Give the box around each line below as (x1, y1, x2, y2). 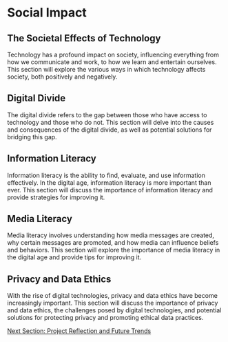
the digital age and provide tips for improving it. (7, 253, 142, 261)
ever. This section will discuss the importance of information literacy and (7, 185, 214, 194)
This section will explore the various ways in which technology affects (7, 66, 206, 73)
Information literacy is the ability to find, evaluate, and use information (7, 171, 205, 179)
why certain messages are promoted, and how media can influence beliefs (7, 239, 219, 247)
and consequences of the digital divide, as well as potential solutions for (7, 125, 212, 134)
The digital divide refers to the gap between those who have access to (7, 110, 207, 119)
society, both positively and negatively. (7, 72, 118, 81)
